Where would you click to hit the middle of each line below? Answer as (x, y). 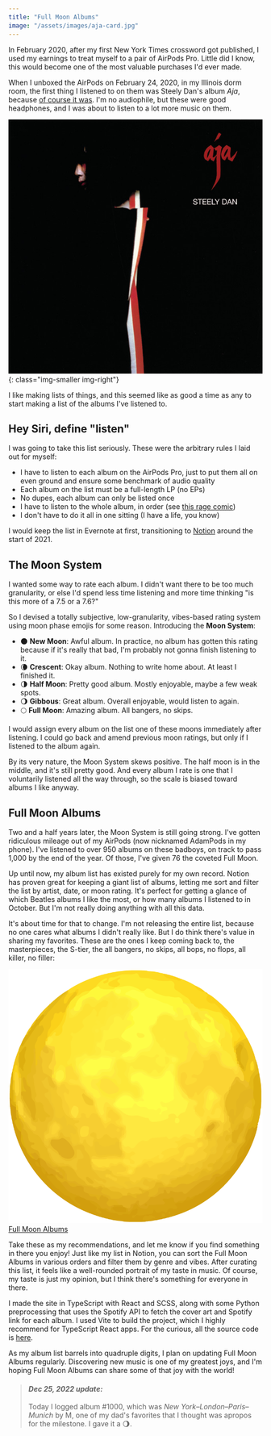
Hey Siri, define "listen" (69, 429)
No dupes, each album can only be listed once (97, 498)
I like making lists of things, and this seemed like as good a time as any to (130, 394)
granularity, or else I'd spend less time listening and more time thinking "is (131, 593)
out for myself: (33, 457)
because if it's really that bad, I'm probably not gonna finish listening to (138, 650)
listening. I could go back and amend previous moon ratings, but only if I (128, 737)
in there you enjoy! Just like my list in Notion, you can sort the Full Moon (128, 1253)
